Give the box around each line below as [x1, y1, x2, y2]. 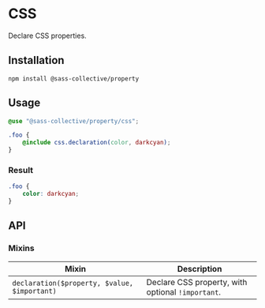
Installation [8, 54, 65, 67]
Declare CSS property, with [146, 276, 248, 287]
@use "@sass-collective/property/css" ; [8, 117, 140, 125]
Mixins [8, 242, 35, 254]
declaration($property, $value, [12, 278, 134, 287]
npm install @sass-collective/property [8, 74, 140, 83]
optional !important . [146, 286, 222, 297]
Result [8, 164, 34, 175]
